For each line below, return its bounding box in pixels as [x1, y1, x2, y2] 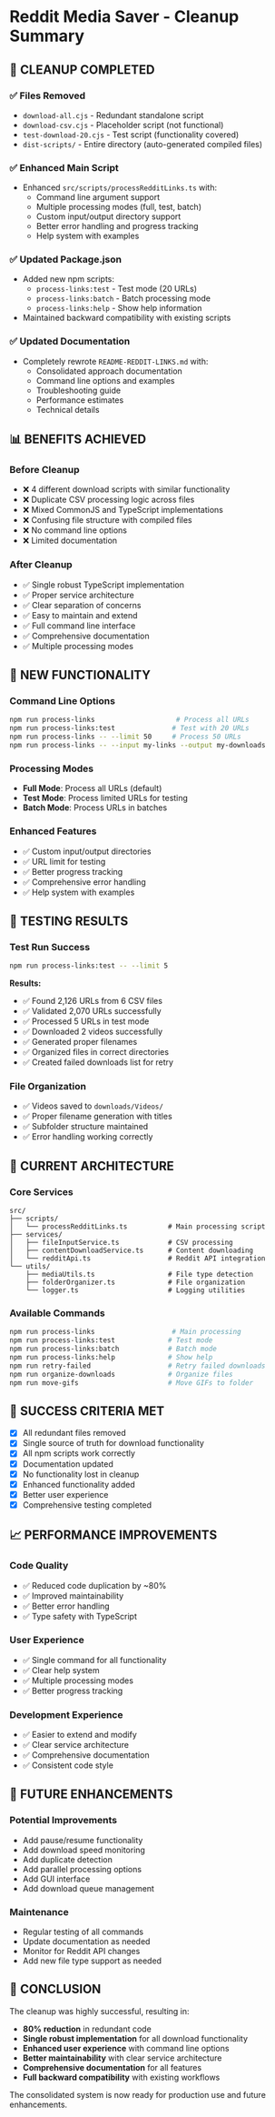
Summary [9, 25, 84, 46]
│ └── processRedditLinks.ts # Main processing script [9, 1222, 266, 1231]
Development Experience [9, 1708, 123, 1721]
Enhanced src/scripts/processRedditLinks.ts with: [22, 182, 218, 193]
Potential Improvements [9, 1814, 118, 1827]
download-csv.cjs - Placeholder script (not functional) [22, 119, 224, 130]
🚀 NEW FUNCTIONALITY [9, 667, 152, 683]
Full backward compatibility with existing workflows [22, 2072, 221, 2082]
